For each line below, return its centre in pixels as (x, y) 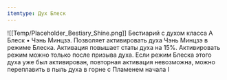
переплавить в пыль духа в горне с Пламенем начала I (88, 69)
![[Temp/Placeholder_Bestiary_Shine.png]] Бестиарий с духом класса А (110, 33)
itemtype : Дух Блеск (37, 13)
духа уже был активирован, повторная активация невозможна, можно (111, 62)
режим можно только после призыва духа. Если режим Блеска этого (109, 55)
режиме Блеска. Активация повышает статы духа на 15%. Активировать (114, 47)
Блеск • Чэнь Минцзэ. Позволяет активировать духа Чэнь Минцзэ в (108, 40)
